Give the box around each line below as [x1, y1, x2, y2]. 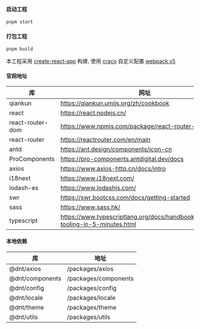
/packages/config [67, 284, 117, 292]
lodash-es [9, 184, 39, 192]
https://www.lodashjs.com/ [60, 184, 136, 192]
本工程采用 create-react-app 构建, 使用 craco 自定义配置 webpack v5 [6, 58, 176, 65]
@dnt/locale [9, 293, 43, 302]
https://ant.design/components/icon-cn [60, 145, 173, 154]
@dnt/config [9, 284, 45, 292]
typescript [9, 217, 38, 225]
